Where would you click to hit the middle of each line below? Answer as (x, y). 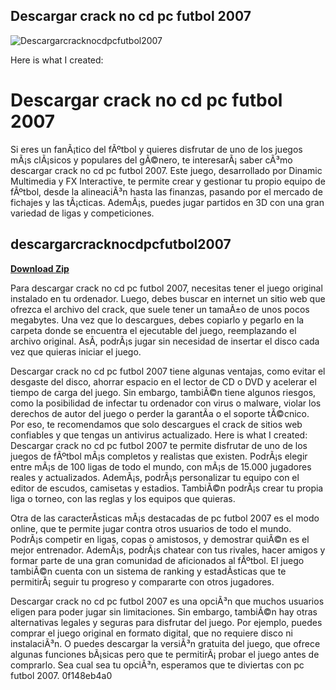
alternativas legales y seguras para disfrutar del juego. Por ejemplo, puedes (166, 622)
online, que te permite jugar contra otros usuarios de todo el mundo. (151, 528)
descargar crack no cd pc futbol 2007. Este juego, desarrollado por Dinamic (166, 170)
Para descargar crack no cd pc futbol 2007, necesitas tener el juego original (166, 288)
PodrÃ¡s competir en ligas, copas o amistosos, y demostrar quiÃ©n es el (160, 539)
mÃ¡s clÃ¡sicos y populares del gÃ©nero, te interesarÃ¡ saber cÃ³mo (151, 160)
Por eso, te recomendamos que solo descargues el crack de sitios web (156, 424)
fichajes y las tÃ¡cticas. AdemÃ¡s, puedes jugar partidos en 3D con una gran (167, 202)
